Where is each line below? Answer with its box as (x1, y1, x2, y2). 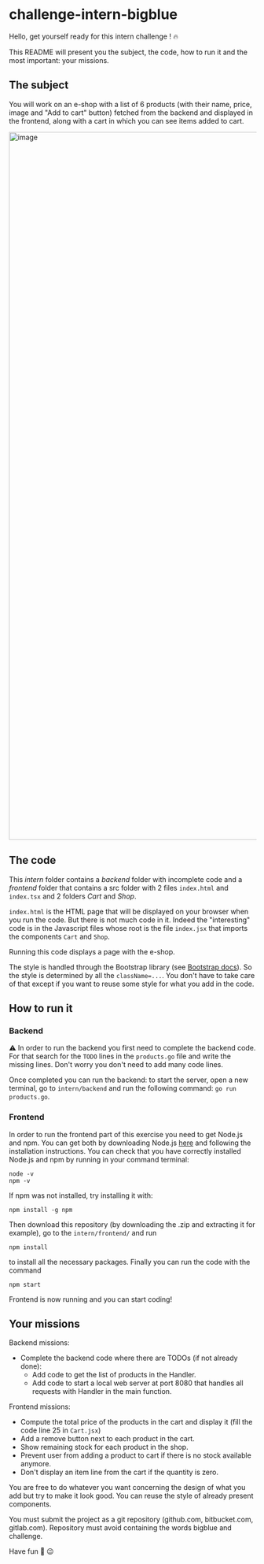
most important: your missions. (9, 55, 109, 65)
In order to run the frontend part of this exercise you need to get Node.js (9, 1129, 243, 1139)
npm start (9, 1280, 42, 1288)
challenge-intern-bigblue (9, 6, 178, 24)
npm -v (9, 1177, 31, 1184)
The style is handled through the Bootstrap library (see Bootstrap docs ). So (9, 962, 252, 972)
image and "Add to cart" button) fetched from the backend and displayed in (9, 108, 254, 117)
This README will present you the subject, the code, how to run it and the (9, 47, 248, 57)
